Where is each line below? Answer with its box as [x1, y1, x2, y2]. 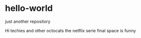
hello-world [5, 3, 53, 14]
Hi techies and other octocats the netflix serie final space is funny [5, 28, 136, 33]
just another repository [5, 19, 51, 24]
